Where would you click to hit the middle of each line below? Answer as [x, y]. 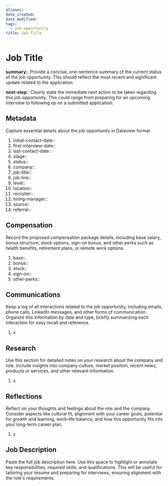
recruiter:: [23, 193]
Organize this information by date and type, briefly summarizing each [77, 317]
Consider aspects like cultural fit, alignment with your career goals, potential [84, 414]
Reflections [24, 396]
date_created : [20, 15]
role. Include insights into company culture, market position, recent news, [81, 366]
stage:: [20, 156]
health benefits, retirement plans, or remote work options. [65, 248]
